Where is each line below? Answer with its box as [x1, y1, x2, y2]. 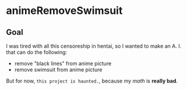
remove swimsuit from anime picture [14, 66, 103, 73]
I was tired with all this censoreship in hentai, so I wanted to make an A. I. [6, 42, 182, 49]
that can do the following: [6, 49, 68, 56]
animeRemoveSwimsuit [6, 4, 123, 17]
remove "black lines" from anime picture [14, 60, 112, 67]
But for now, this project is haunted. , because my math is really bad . [6, 77, 178, 84]
